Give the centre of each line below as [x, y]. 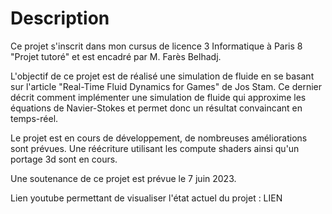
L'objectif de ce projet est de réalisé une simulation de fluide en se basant [162, 76]
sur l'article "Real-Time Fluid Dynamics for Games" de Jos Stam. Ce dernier [166, 86]
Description [60, 18]
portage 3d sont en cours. [64, 159]
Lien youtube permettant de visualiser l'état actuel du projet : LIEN [146, 198]
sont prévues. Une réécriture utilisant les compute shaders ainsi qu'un [155, 148]
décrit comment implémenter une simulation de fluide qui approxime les [158, 97]
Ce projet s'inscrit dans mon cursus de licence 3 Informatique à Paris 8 [156, 46]
